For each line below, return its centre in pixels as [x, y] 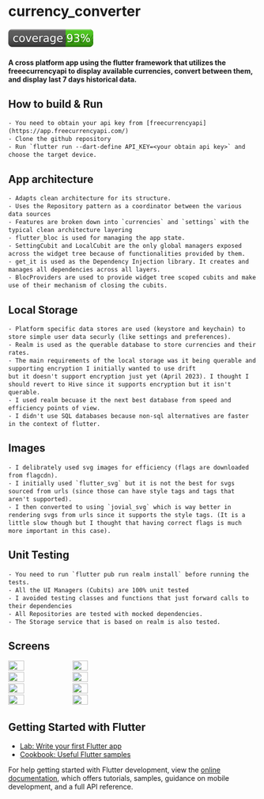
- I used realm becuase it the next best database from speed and [120, 400]
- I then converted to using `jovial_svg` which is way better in [120, 507]
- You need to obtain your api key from [76, 124]
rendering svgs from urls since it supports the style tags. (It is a [127, 515]
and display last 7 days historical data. [72, 79]
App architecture [51, 179]
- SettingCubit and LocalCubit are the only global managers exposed [125, 246]
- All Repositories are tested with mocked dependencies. [106, 614]
